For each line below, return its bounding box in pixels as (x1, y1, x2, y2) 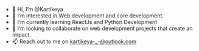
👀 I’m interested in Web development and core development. (12, 12, 164, 19)
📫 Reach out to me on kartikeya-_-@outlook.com (12, 38, 137, 45)
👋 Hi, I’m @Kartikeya (12, 6, 64, 13)
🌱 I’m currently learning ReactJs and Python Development (12, 19, 158, 25)
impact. (12, 31, 32, 38)
